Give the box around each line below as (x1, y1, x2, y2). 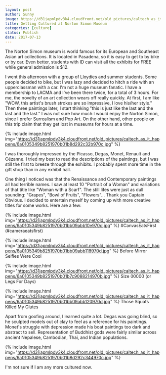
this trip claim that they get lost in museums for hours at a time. (5, 121, 134, 127)
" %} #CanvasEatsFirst (110, 222, 157, 228)
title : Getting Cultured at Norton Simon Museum (5, 21, 107, 26)
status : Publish (5, 30, 39, 35)
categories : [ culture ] (5, 26, 52, 31)
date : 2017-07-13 (5, 35, 41, 40)
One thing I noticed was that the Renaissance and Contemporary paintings (5, 176, 157, 182)
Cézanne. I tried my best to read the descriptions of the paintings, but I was (5, 156, 159, 162)
